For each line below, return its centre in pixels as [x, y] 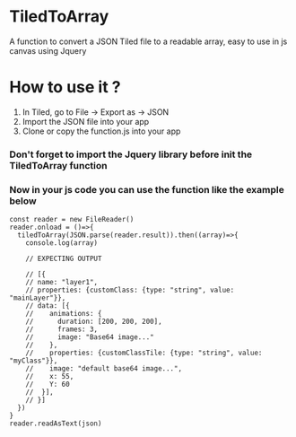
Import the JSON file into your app [86, 121]
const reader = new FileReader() [72, 220]
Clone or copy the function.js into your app [101, 131]
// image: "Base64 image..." [90, 337]
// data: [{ [48, 306]
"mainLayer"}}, [38, 298]
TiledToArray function [58, 165]
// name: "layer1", [62, 283]
